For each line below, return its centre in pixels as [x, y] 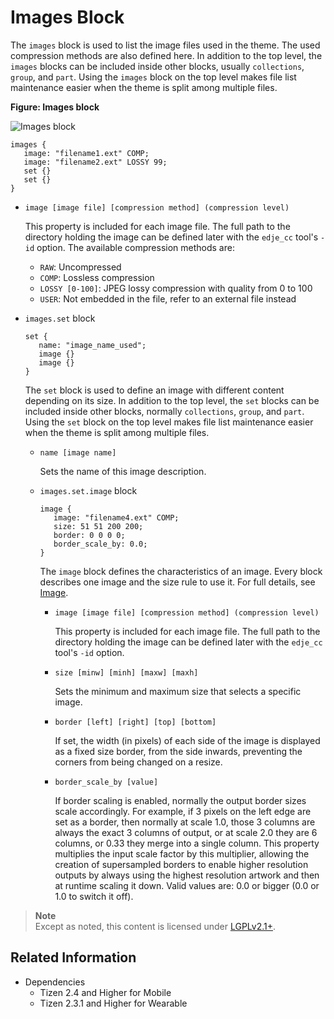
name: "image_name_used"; [92, 345]
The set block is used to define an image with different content [154, 390]
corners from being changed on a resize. [138, 762]
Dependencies [55, 982]
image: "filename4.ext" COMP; [116, 517]
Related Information [73, 957]
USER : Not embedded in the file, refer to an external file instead [168, 298]
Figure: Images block [55, 107]
